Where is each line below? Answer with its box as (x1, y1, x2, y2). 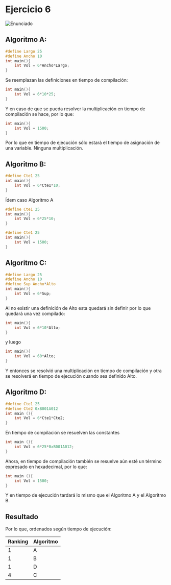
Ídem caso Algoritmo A (5, 197, 54, 203)
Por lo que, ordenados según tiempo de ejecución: (5, 526, 112, 532)
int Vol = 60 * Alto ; (14, 354, 56, 359)
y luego (5, 339, 21, 345)
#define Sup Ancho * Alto (5, 282, 56, 287)
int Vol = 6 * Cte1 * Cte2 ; (14, 416, 65, 421)
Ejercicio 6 (5, 4, 51, 15)
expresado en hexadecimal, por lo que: (5, 464, 87, 470)
